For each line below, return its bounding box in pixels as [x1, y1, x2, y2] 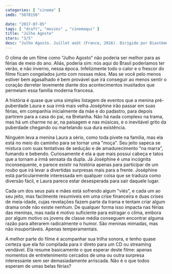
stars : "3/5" [5, 36, 33, 41]
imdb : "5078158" [5, 12, 40, 17]
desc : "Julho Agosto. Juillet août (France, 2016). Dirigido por [5, 40, 147, 46]
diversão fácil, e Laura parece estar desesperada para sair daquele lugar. [5, 178, 160, 184]
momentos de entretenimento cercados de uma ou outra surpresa [5, 252, 144, 258]
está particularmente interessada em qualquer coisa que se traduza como [5, 172, 161, 178]
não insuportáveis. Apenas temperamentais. [5, 226, 98, 232]
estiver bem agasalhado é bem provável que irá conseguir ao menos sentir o [5, 76, 167, 82]
